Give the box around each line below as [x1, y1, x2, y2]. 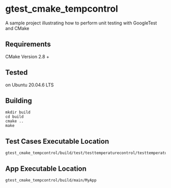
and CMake [5, 25, 30, 31]
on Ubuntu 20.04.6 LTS [5, 82, 54, 88]
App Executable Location [5, 164, 87, 173]
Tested [5, 68, 28, 77]
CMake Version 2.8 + [5, 53, 50, 59]
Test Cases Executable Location [5, 137, 109, 145]
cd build [5, 114, 24, 119]
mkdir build [5, 110, 31, 115]
